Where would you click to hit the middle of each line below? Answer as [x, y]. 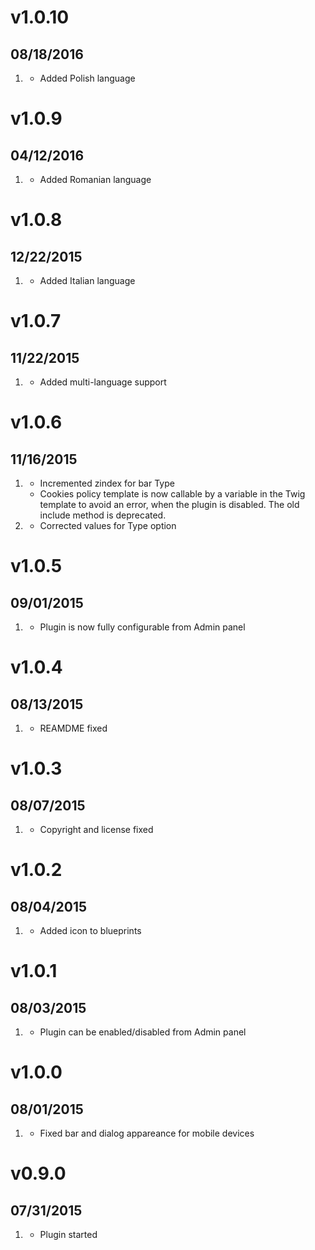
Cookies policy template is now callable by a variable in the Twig [172, 494]
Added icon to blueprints [90, 930]
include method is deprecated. [103, 515]
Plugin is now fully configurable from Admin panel [142, 627]
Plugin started [68, 1234]
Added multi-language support [103, 382]
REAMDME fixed [73, 728]
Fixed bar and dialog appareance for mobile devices [147, 1133]
